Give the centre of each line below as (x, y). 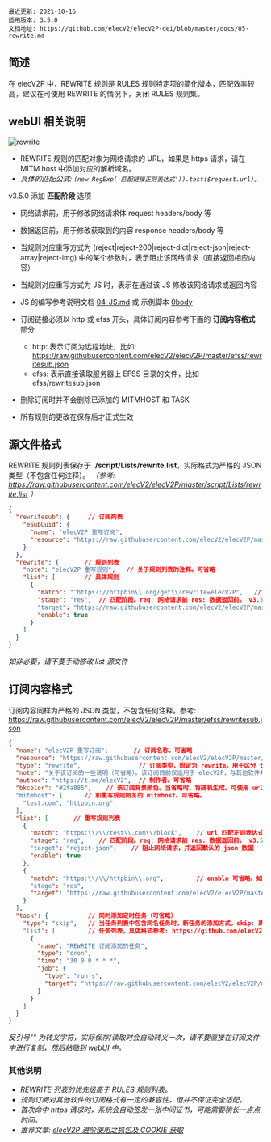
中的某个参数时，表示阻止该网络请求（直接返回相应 (163, 257)
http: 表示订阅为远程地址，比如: (84, 346)
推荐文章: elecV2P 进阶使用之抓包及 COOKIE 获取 (102, 1130)
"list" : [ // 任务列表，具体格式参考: (96, 931)
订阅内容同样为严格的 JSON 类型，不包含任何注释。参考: (102, 710)
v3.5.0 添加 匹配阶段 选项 (50, 196)
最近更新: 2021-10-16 (42, 11)
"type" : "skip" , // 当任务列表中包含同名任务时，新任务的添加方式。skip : (139, 923)
